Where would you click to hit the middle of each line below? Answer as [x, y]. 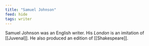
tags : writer [19, 19]
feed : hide [16, 14]
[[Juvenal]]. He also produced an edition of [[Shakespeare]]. [67, 38]
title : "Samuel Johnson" [31, 10]
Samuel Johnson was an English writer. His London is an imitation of [75, 33]
